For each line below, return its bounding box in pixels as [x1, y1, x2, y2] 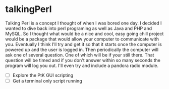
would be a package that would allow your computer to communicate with [5, 36, 159, 42]
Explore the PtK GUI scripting [12, 72, 74, 78]
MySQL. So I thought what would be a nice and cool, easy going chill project [5, 30, 164, 36]
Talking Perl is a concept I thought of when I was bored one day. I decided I [5, 20, 162, 26]
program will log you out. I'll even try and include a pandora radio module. [5, 62, 159, 68]
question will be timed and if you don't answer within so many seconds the [5, 57, 160, 63]
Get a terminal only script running [12, 78, 82, 83]
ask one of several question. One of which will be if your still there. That [5, 51, 154, 58]
